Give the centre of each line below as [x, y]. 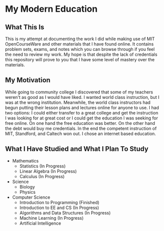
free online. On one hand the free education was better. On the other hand [80, 123]
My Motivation [28, 80]
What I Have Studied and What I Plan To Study [77, 149]
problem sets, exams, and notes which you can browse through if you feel [80, 49]
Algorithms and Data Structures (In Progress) [65, 213]
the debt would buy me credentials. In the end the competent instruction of [81, 128]
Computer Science [31, 197]
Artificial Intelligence [40, 223]
